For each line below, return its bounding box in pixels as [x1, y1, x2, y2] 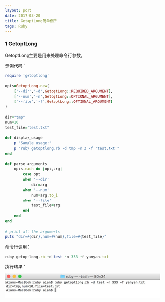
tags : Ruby [5, 24, 27, 29]
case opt [23, 172, 41, 177]
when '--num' [23, 187, 50, 192]
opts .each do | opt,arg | [14, 167, 63, 172]
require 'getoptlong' [5, 73, 50, 78]
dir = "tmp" [5, 115, 26, 120]
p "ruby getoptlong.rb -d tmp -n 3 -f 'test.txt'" [14, 146, 120, 151]
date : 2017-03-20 [5, 13, 41, 18]
